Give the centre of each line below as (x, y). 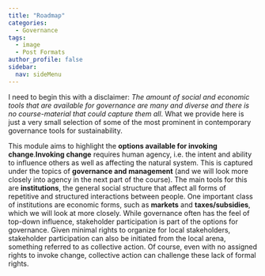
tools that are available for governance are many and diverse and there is (129, 105)
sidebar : (23, 67)
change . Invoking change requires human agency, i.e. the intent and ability (130, 154)
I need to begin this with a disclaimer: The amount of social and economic (129, 96)
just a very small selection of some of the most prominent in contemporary (130, 122)
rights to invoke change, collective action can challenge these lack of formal (132, 255)
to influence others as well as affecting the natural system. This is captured (131, 162)
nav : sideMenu (38, 74)
